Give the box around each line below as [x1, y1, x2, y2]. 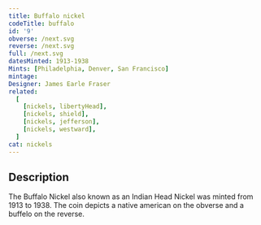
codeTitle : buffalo [8, 19, 75, 28]
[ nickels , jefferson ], [23, 118, 100, 126]
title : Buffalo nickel [8, 11, 85, 20]
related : [8, 87, 38, 96]
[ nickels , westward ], [23, 125, 96, 133]
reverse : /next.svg [8, 42, 75, 50]
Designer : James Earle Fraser [8, 80, 111, 88]
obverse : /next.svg [8, 34, 75, 43]
